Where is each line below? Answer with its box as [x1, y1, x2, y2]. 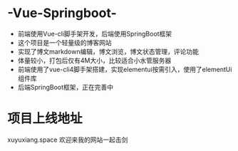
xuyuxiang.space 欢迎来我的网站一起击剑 [7, 135, 128, 144]
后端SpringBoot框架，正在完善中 [17, 83, 114, 91]
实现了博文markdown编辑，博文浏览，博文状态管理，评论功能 [17, 47, 200, 56]
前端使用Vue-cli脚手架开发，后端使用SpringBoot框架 [17, 29, 172, 38]
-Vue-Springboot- [7, 5, 118, 21]
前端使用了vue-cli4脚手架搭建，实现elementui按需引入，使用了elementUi [17, 65, 232, 73]
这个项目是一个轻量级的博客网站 [17, 38, 112, 47]
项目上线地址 [7, 110, 83, 127]
